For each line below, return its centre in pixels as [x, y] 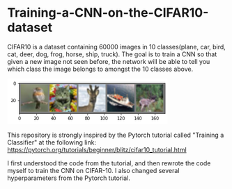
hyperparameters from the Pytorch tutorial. [69, 178]
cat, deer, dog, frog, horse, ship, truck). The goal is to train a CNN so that [112, 54]
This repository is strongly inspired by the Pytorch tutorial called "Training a [116, 135]
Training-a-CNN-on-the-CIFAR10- [108, 13]
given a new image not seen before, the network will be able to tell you [109, 61]
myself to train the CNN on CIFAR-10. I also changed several [93, 170]
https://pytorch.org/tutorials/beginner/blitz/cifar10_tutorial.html [97, 149]
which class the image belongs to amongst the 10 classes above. [100, 69]
